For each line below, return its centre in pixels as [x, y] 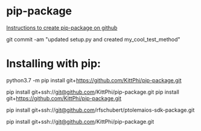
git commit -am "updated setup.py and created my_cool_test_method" [93, 39]
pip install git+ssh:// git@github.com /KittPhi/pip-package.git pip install [93, 92]
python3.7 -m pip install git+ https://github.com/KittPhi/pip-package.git [94, 80]
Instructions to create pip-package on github [62, 28]
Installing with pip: [54, 64]
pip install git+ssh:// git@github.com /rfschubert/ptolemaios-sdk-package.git [101, 110]
